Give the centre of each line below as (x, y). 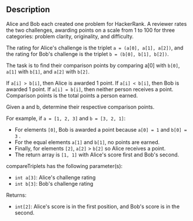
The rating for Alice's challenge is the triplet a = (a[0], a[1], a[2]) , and (95, 48)
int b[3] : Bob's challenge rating (54, 183)
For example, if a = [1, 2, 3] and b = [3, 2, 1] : (66, 118)
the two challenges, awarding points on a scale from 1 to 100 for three (91, 30)
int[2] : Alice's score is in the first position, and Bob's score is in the (97, 206)
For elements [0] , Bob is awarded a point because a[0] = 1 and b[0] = (101, 129)
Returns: (16, 195)
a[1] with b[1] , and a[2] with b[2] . (48, 71)
